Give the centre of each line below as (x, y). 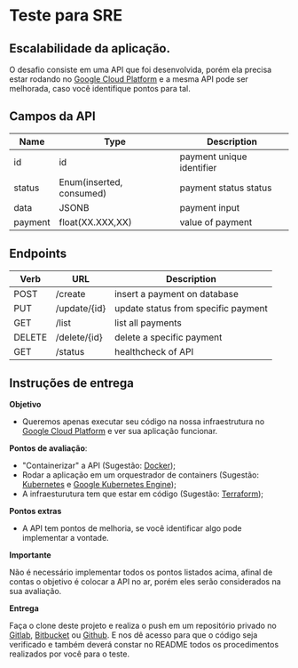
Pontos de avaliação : (48, 448)
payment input (210, 207)
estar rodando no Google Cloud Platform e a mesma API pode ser (129, 79)
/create (71, 294)
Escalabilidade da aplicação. (90, 48)
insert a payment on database (176, 294)
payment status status (226, 188)
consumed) (83, 193)
